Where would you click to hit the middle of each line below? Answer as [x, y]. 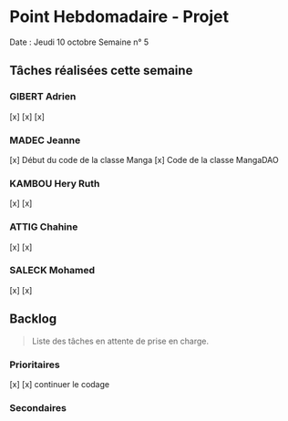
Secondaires [38, 407]
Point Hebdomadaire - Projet [119, 17]
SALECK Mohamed [52, 271]
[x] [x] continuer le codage [60, 384]
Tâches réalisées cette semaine [101, 71]
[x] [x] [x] [27, 117]
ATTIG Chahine [44, 227]
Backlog [33, 319]
